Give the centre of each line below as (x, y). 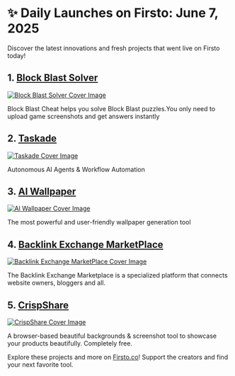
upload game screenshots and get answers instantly (84, 116)
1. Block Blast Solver (53, 78)
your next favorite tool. (40, 365)
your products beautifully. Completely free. (70, 343)
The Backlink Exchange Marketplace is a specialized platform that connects (117, 275)
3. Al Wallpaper (42, 192)
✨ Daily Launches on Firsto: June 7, (113, 13)
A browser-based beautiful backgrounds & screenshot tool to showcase (112, 336)
